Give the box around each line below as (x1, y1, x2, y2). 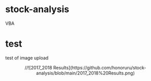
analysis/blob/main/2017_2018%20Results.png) (36, 70, 135, 76)
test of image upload (5, 55, 49, 61)
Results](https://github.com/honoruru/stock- (53, 64, 146, 70)
